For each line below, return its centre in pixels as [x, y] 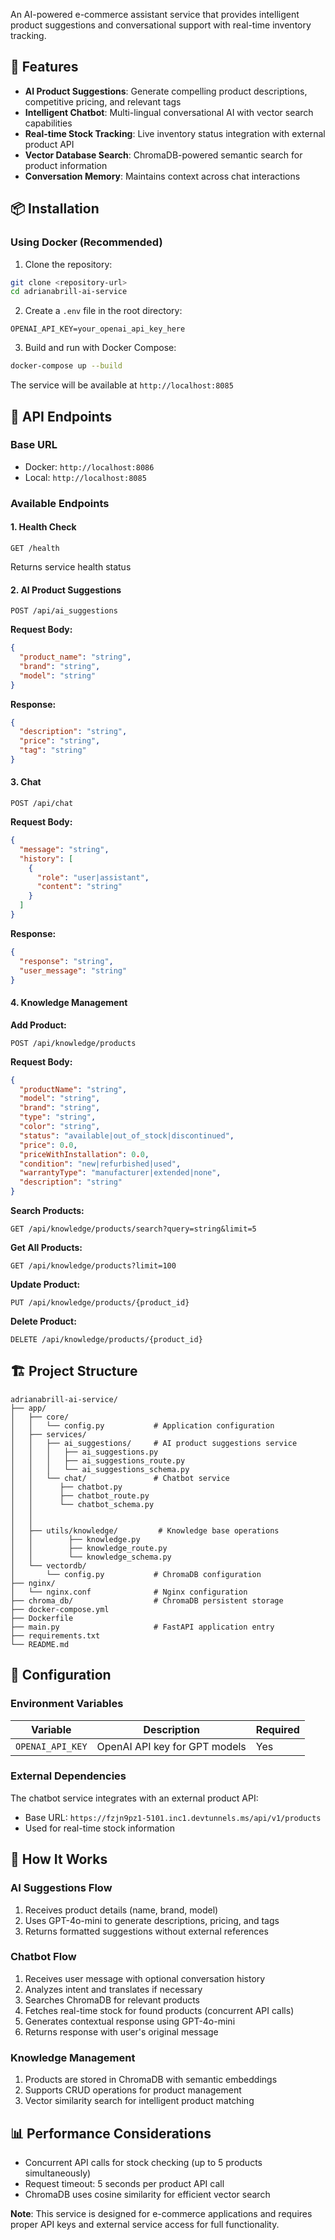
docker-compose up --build [66, 366]
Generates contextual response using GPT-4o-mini [130, 2021]
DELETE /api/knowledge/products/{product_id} [106, 1340]
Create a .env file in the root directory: [103, 311]
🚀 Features [44, 67]
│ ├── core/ [40, 1417]
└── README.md [40, 1644]
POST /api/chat [42, 804]
